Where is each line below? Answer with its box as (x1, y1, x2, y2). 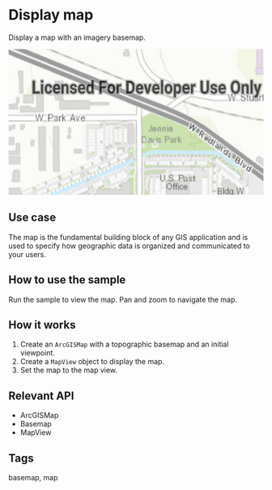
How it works (8, 318, 76, 332)
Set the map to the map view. (19, 365, 118, 375)
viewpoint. (19, 348, 55, 358)
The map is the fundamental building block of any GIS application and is (8, 232, 249, 242)
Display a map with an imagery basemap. (8, 32, 146, 42)
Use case (8, 211, 57, 225)
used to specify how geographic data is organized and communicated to (8, 241, 251, 251)
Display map (8, 6, 94, 24)
